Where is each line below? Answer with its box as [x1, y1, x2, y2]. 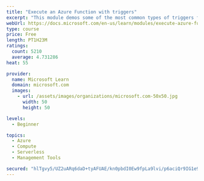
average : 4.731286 [12, 54, 59, 60]
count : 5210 [12, 49, 42, 55]
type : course [6, 26, 39, 32]
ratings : [6, 43, 29, 49]
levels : [6, 115, 26, 121]
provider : [6, 70, 32, 77]
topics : [6, 132, 26, 138]
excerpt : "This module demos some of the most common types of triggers [6, 15, 194, 21]
